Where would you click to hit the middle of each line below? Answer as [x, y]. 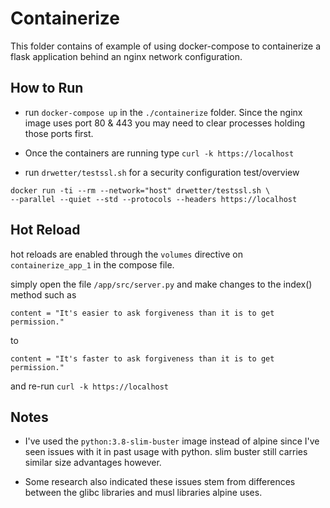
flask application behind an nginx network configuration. [126, 56]
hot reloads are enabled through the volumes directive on [126, 254]
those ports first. [59, 133]
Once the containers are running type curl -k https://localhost [159, 153]
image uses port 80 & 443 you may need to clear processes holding [165, 123]
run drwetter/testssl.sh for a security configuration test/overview [162, 172]
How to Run [47, 88]
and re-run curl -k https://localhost [90, 386]
